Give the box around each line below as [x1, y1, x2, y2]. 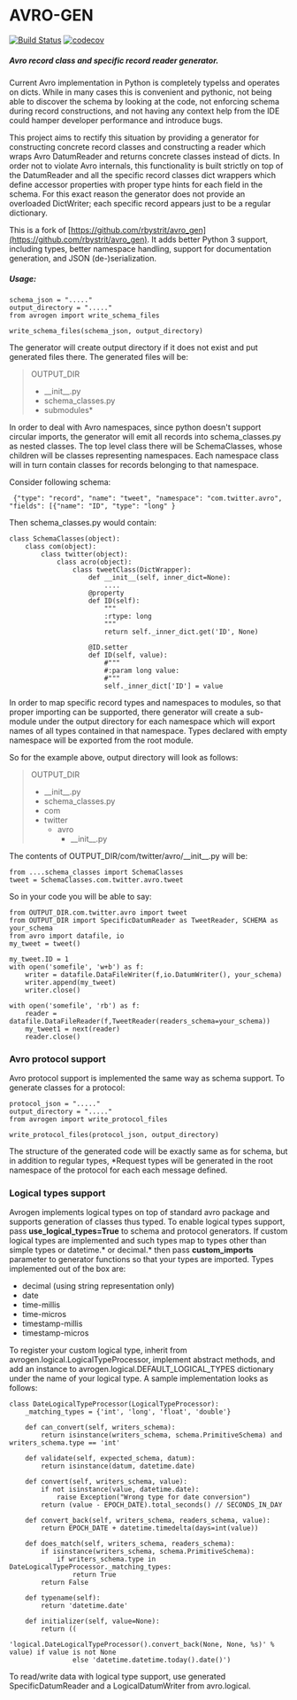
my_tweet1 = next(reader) [25, 1025, 121, 1033]
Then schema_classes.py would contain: [9, 517, 157, 527]
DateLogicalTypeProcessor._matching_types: [9, 1563, 172, 1571]
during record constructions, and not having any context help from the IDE [9, 105, 280, 116]
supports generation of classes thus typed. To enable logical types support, [9, 1216, 286, 1228]
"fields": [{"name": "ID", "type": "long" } [9, 502, 176, 511]
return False [41, 1579, 89, 1587]
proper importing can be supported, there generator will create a [9, 706, 245, 717]
